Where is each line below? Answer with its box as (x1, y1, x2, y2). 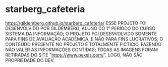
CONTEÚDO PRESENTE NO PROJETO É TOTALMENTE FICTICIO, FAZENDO (5, 41, 162, 47)
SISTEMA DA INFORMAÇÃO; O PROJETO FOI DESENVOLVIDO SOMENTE (5, 30, 157, 36)
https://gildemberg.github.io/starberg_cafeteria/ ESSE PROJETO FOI (5, 20, 147, 26)
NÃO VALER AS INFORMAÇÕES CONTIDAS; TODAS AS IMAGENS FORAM (5, 46, 158, 52)
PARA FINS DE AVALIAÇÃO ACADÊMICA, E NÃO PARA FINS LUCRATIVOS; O (5, 36, 163, 42)
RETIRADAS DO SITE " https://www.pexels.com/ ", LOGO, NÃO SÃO (5, 51, 143, 58)
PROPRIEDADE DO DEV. (5, 57, 55, 63)
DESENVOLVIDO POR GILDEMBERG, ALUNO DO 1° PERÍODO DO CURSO (5, 25, 155, 31)
